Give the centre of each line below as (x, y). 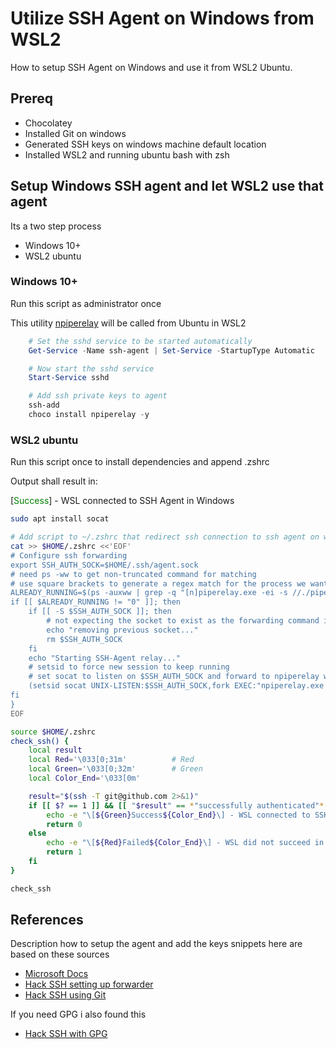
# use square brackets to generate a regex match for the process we (158, 583)
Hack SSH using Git (65, 995)
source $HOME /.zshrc (53, 732)
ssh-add (44, 405)
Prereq (31, 98)
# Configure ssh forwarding (69, 555)
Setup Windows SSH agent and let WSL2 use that (167, 186)
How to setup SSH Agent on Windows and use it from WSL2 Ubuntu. (151, 67)
